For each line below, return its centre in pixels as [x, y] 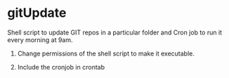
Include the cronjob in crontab [61, 67]
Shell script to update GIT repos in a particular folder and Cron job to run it [115, 32]
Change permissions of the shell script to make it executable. [106, 53]
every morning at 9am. [40, 39]
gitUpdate [37, 13]
